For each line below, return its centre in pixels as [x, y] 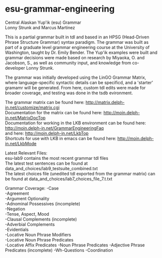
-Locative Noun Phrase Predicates [39, 240]
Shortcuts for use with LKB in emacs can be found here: [61, 138]
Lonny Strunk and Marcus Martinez [40, 27]
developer [15, 68]
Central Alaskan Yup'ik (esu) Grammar [43, 22]
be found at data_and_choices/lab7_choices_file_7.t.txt [59, 179]
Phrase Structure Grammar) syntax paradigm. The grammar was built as [77, 42]
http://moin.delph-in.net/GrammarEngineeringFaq [54, 128]
